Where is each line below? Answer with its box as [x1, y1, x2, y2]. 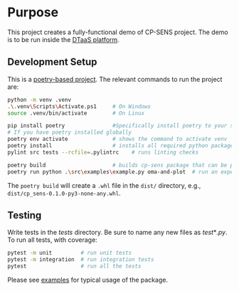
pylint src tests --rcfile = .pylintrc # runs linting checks [7, 149, 199, 156]
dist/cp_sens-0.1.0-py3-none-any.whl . [7, 189, 121, 197]
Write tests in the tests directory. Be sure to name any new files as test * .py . [7, 228, 228, 237]
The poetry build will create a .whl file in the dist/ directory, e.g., [7, 181, 201, 189]
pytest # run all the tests [7, 263, 142, 270]
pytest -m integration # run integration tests [7, 256, 154, 263]
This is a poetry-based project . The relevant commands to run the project [7, 75, 223, 83]
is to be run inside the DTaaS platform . [7, 35, 119, 43]
